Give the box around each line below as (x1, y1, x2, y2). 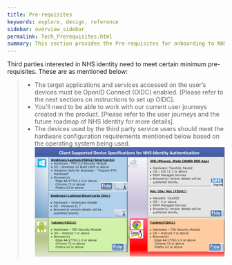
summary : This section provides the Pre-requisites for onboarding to (7, 40, 215, 48)
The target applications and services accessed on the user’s (34, 81, 206, 89)
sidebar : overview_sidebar (7, 26, 85, 32)
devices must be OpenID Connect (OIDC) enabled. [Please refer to (34, 88, 224, 97)
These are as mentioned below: (38, 68, 128, 76)
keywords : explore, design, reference (7, 18, 119, 26)
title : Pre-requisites (7, 11, 72, 18)
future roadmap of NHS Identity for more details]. (34, 117, 175, 126)
